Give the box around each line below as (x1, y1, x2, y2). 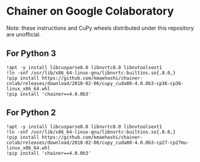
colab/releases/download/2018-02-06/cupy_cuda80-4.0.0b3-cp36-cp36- (6, 80, 184, 86)
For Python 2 (6, 107, 56, 118)
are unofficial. (6, 30, 41, 38)
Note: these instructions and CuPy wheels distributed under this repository (6, 24, 194, 32)
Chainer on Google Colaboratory (6, 4, 174, 18)
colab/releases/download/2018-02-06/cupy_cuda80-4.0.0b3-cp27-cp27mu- (6, 140, 190, 146)
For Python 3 (6, 49, 57, 59)
